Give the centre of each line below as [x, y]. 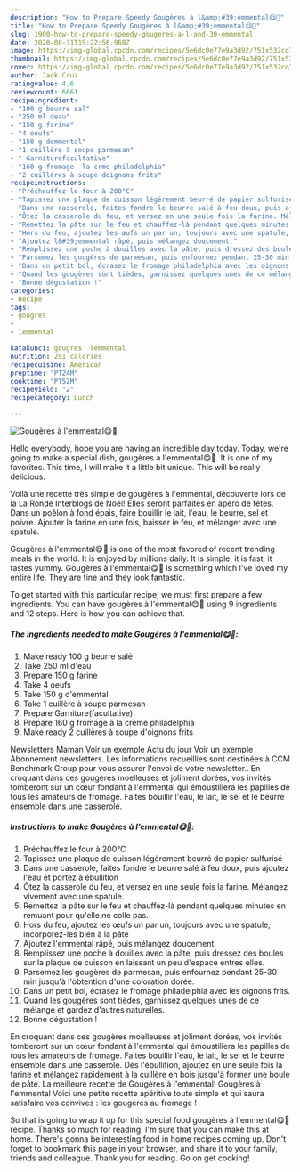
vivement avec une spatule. [73, 896]
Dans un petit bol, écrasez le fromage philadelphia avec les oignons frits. [156, 990]
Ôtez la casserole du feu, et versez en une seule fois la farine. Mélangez [155, 886]
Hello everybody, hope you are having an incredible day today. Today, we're [149, 448]
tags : [20, 307]
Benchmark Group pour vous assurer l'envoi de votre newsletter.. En [135, 768]
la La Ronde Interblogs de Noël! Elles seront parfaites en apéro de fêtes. [142, 503]
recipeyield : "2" [42, 390]
